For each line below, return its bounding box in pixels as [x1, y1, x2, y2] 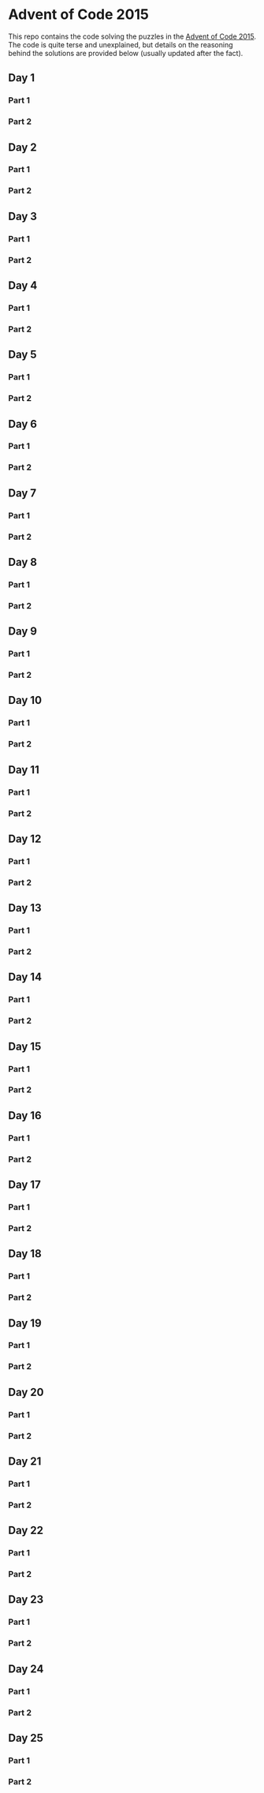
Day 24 [8, 1662, 44, 1675]
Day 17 [8, 1178, 41, 1192]
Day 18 [8, 1247, 42, 1260]
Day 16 [8, 1109, 42, 1122]
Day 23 [8, 1593, 44, 1607]
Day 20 [8, 1385, 45, 1398]
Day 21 [8, 1454, 42, 1469]
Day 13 [8, 901, 42, 915]
